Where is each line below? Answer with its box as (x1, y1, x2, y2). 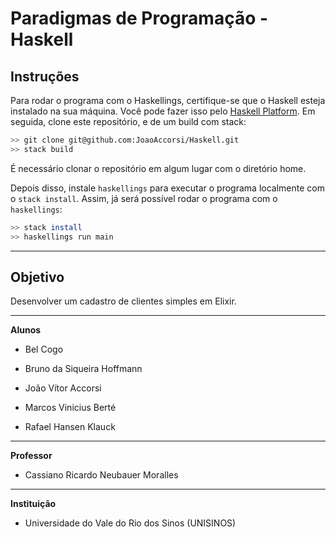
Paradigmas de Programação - (10, 7, 269, 30)
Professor (10, 450, 53, 462)
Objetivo (10, 268, 65, 286)
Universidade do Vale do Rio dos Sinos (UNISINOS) (24, 517, 237, 529)
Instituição (10, 498, 57, 510)
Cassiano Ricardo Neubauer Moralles (24, 469, 179, 481)
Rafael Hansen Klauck (24, 421, 116, 433)
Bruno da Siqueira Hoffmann (24, 363, 143, 375)
